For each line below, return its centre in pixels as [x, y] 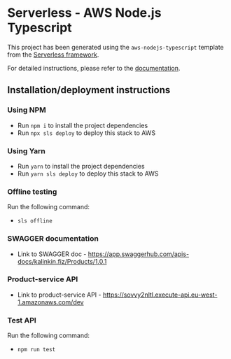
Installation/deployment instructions [89, 90]
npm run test [36, 350]
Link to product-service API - [59, 295]
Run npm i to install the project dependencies [83, 125]
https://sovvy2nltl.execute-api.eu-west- [160, 295]
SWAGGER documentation [53, 239]
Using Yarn [26, 150]
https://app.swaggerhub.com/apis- [139, 254]
